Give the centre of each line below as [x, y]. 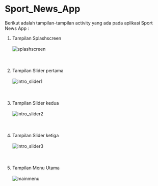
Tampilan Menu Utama [36, 168]
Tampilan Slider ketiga [35, 135]
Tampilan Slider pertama [38, 70]
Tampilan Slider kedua [35, 103]
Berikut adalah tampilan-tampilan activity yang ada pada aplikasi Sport [79, 23]
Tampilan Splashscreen [37, 38]
